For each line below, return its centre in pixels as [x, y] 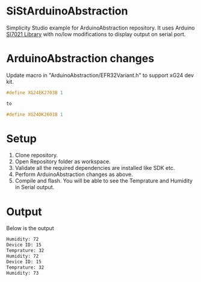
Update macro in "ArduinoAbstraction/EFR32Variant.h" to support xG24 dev [100, 75]
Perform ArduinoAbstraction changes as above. [74, 174]
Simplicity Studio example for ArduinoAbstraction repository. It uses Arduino [101, 28]
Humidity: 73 [23, 273]
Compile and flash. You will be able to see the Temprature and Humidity [104, 181]
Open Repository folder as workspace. [63, 161]
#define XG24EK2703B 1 [35, 92]
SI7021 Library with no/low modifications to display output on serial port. [96, 34]
